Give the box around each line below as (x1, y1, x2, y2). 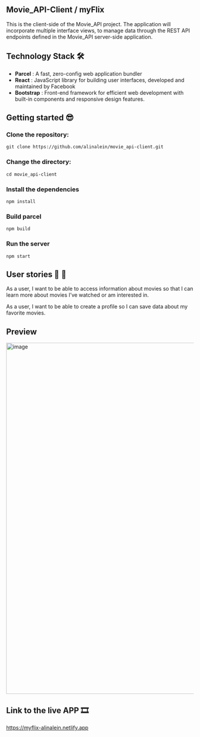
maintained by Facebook (14, 83, 76, 90)
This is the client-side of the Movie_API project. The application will (6, 20, 171, 27)
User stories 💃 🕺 (6, 269, 67, 279)
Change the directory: (6, 158, 71, 166)
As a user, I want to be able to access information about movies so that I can (6, 285, 193, 293)
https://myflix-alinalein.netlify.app (6, 724, 89, 731)
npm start (6, 253, 31, 259)
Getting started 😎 (6, 113, 74, 123)
